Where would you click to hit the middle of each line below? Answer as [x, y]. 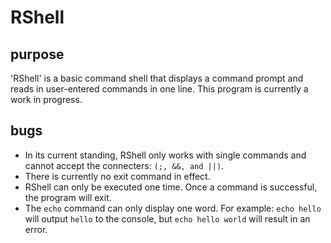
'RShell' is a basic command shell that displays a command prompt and [157, 78]
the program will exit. [68, 197]
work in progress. [46, 99]
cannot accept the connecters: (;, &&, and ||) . [124, 165]
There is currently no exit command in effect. [117, 176]
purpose [37, 54]
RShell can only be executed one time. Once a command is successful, [171, 187]
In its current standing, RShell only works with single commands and [165, 155]
